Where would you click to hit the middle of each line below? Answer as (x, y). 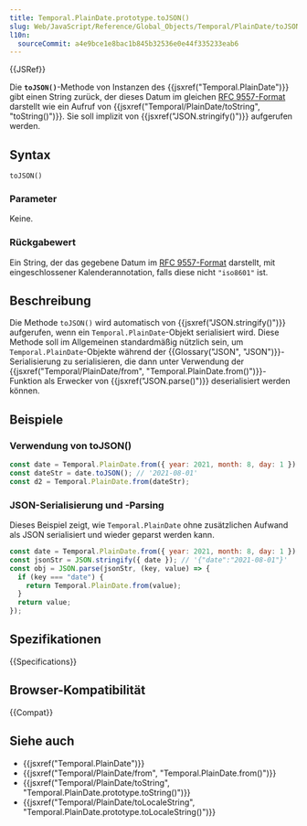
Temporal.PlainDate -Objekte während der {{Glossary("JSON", (125, 352)
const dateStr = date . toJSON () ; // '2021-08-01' (104, 473)
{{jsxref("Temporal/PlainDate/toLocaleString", (109, 802)
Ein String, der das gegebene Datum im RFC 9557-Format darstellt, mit (143, 263)
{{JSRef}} (27, 70)
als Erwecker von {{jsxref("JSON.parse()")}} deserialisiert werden (167, 381)
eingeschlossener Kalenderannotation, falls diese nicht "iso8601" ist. (139, 272)
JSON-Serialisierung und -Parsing (87, 505)
